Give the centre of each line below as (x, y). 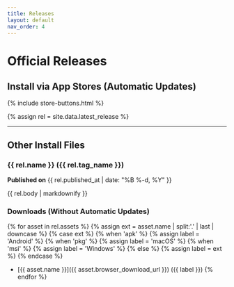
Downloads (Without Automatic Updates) (78, 211)
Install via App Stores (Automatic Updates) (102, 87)
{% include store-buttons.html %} (56, 103)
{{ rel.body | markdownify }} (48, 194)
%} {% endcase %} (35, 256)
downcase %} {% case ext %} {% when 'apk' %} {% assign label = (103, 234)
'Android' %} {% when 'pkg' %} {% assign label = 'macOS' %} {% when (110, 241)
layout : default (31, 20)
